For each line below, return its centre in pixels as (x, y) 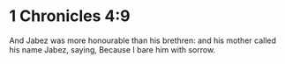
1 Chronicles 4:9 (70, 16)
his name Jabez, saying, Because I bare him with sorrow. (112, 49)
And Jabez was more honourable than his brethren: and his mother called (142, 40)
